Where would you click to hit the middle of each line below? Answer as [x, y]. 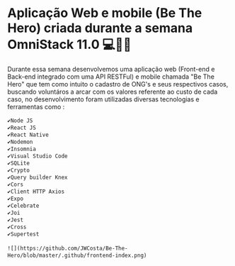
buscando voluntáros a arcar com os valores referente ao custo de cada [113, 92]
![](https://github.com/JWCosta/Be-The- [68, 248]
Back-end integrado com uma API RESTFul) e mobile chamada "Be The [111, 77]
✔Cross [17, 227]
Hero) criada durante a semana [100, 28]
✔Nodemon [20, 142]
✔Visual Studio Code [38, 156]
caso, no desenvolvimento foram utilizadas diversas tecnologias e [103, 99]
